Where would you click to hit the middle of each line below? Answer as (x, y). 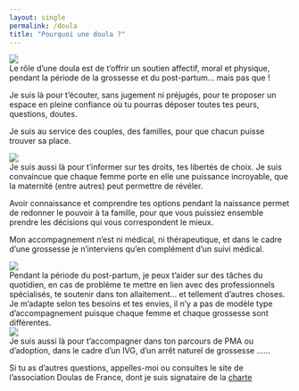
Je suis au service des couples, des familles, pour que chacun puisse (137, 131)
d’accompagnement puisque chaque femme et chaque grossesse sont (139, 313)
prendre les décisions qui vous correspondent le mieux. (112, 222)
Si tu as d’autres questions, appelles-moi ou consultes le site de (126, 368)
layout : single (37, 17)
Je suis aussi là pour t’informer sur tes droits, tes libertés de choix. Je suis (146, 167)
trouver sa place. (40, 141)
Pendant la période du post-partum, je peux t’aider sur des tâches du (136, 275)
